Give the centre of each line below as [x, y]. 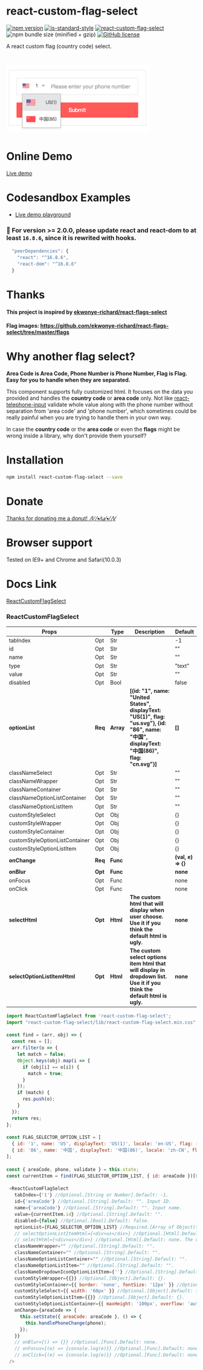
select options [148, 957]
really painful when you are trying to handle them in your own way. [89, 417]
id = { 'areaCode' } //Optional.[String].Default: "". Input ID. [93, 1202]
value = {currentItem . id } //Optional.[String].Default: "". [89, 1214]
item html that [148, 963]
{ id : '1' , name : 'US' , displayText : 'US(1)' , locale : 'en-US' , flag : [102, 1144]
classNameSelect [31, 772]
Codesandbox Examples [69, 198]
